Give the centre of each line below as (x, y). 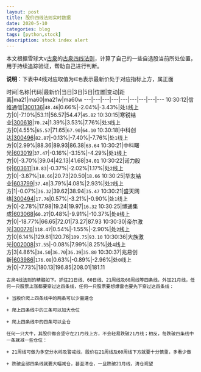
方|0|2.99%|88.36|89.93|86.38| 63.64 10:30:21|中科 (70, 145)
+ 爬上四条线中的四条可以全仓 (39, 322)
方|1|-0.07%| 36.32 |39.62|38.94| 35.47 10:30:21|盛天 (70, 191)
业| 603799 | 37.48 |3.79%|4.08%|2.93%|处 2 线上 (65, 183)
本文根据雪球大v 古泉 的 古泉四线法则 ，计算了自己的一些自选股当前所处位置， (101, 58)
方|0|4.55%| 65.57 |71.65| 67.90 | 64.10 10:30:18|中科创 (71, 130)
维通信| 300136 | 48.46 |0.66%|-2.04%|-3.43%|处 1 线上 (72, 107)
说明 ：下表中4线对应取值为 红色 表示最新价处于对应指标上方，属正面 (90, 79)
